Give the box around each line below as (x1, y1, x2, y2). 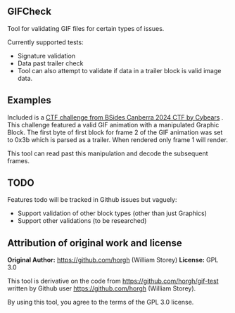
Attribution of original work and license (7, 237, 183, 249)
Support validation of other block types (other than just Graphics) (17, 209, 208, 217)
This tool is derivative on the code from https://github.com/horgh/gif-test (7, 277, 219, 286)
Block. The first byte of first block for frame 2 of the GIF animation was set (7, 128, 223, 136)
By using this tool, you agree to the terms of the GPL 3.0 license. (7, 298, 194, 307)
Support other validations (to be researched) (17, 217, 147, 225)
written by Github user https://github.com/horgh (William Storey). (7, 284, 196, 293)
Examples (7, 94, 51, 106)
